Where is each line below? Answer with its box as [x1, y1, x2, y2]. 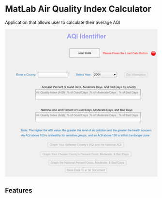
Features [5, 186, 32, 195]
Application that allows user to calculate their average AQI [5, 19, 120, 25]
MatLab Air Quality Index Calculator [5, 3, 151, 15]
